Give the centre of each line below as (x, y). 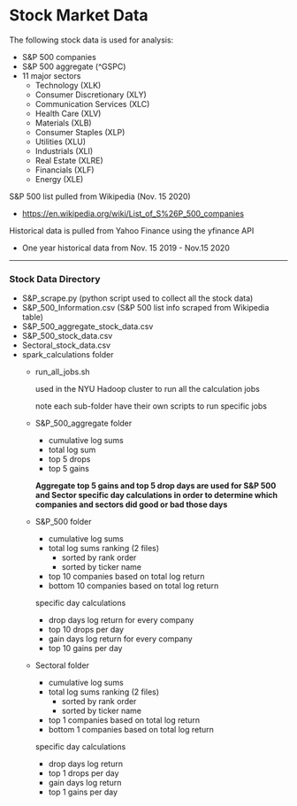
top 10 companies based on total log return (126, 577)
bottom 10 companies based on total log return (133, 586)
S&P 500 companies (59, 57)
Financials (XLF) (65, 170)
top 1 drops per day (84, 773)
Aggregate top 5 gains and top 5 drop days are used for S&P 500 (156, 486)
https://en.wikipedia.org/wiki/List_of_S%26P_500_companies (133, 213)
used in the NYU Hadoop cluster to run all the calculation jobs (148, 389)
